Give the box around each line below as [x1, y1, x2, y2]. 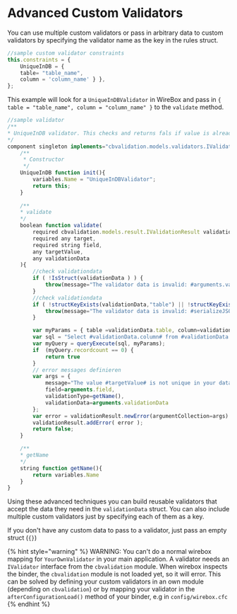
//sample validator [7, 117, 65, 124]
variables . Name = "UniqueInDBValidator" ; [32, 176, 157, 183]
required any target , [32, 235, 97, 242]
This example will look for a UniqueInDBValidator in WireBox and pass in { [7, 96, 221, 104]
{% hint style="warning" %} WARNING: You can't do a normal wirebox [7, 547, 212, 556]
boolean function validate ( [20, 222, 102, 229]
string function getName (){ [20, 465, 102, 472]
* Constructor [23, 156, 65, 164]
